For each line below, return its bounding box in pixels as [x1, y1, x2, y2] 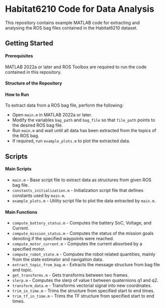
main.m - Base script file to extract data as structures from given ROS [12, 177, 152, 183]
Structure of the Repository [5, 80, 62, 86]
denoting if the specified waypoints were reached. [12, 236, 114, 242]
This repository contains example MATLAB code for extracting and [5, 20, 140, 26]
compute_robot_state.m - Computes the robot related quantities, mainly [12, 252, 156, 257]
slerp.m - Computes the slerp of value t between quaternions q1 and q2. [12, 278, 159, 283]
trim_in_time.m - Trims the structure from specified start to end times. [12, 288, 155, 294]
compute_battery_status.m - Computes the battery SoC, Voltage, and [12, 220, 152, 226]
